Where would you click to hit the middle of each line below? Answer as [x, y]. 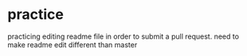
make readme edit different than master [73, 44]
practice [36, 15]
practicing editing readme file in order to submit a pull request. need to [123, 36]
